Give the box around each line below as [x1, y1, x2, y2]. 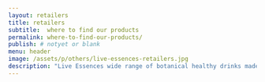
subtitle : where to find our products [8, 26, 140, 34]
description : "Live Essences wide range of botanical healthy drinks [8, 62, 242, 70]
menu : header [8, 48, 51, 55]
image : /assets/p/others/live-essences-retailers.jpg [8, 55, 189, 63]
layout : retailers [8, 11, 69, 20]
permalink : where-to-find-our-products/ [8, 33, 144, 41]
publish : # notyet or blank [8, 41, 101, 48]
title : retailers [8, 19, 65, 27]
